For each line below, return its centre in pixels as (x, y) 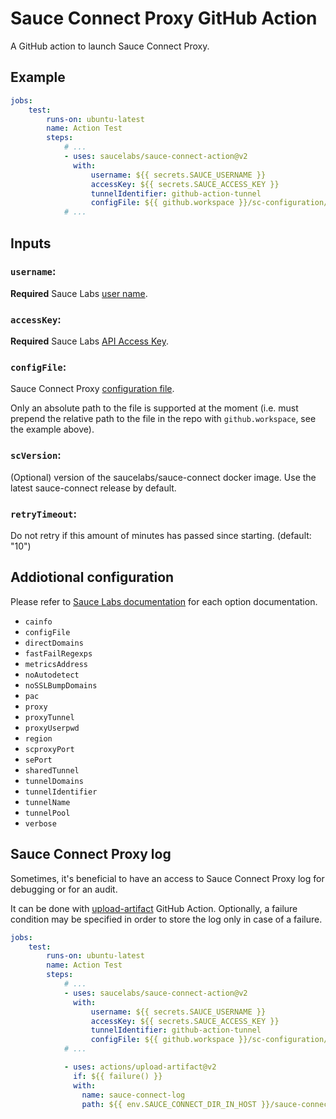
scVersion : (36, 455)
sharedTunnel (52, 770)
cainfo (38, 622)
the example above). (52, 429)
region (38, 738)
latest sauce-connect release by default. (93, 488)
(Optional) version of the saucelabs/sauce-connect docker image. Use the (163, 477)
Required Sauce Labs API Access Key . (89, 341)
